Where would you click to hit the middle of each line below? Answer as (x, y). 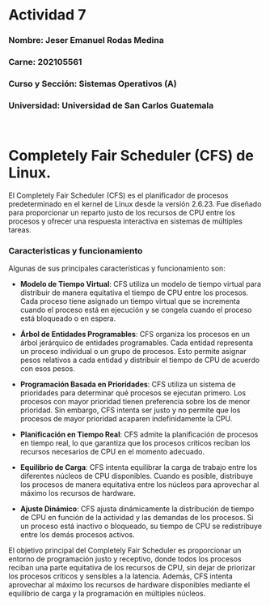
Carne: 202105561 (45, 62)
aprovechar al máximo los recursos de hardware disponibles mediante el (129, 585)
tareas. (20, 230)
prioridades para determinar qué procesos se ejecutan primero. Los (133, 393)
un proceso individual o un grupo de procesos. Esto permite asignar (133, 352)
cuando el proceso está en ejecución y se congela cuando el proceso (136, 310)
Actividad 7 (47, 15)
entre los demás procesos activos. (77, 535)
